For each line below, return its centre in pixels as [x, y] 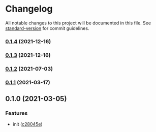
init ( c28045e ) [27, 124]
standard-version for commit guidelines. [47, 28]
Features [17, 113]
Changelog [29, 9]
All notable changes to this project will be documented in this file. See [78, 23]
